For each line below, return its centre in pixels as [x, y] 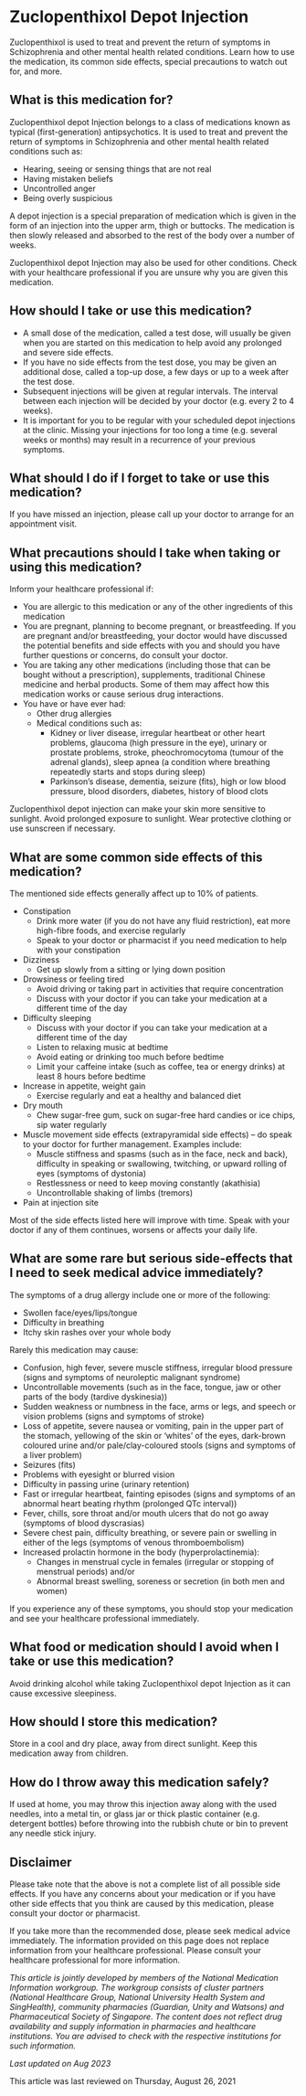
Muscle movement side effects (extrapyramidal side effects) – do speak [157, 1134]
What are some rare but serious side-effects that [151, 1259]
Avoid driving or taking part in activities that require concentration [160, 989]
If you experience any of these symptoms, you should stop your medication [152, 1608]
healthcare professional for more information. [95, 1960]
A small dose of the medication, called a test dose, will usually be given [157, 333]
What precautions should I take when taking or [145, 553]
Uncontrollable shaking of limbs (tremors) [115, 1193]
